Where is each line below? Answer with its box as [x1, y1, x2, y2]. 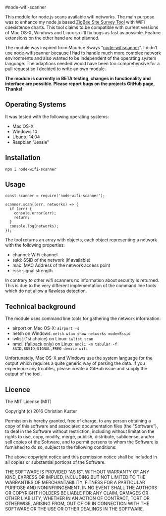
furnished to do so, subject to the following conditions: [5, 444, 116, 450]
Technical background [5, 302, 76, 310]
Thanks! [5, 86, 23, 92]
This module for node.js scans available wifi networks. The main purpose [5, 14, 155, 19]
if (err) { [9, 206, 32, 211]
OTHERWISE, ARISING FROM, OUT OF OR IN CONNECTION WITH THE [5, 501, 150, 507]
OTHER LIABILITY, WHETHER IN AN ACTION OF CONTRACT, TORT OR [5, 495, 150, 502]
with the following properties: [5, 242, 65, 248]
